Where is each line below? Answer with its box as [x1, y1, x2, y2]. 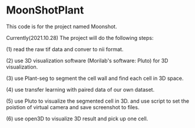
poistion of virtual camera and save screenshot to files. [6, 103, 140, 110]
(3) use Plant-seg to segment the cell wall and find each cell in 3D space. [6, 75, 184, 82]
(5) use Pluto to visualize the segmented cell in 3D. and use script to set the [6, 97, 190, 105]
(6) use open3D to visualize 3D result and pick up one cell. [6, 115, 148, 122]
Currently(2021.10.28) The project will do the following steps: [6, 34, 154, 41]
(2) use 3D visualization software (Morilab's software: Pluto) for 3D [6, 57, 168, 64]
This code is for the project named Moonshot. [6, 23, 117, 30]
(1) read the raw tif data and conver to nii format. [6, 45, 124, 53]
